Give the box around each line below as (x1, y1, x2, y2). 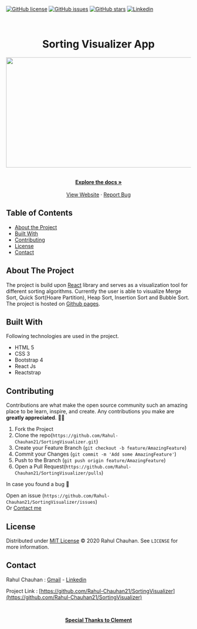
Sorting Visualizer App (42, 38, 155, 51)
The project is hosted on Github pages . (6, 300, 101, 307)
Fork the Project (14, 426, 54, 433)
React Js (14, 363, 36, 370)
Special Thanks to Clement (64, 616, 133, 623)
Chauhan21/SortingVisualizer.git (14, 439, 97, 445)
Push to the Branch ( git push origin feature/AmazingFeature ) (14, 457, 166, 464)
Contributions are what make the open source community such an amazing (6, 402, 188, 409)
